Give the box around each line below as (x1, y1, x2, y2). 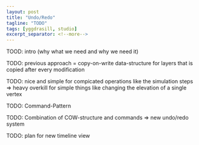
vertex (6, 91, 22, 98)
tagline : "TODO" (6, 20, 47, 26)
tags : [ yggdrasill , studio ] (6, 25, 78, 32)
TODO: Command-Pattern (6, 102, 72, 109)
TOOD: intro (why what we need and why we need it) (6, 48, 139, 55)
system (6, 120, 25, 127)
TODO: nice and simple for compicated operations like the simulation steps (6, 78, 194, 85)
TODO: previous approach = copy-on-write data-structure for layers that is (6, 60, 193, 67)
